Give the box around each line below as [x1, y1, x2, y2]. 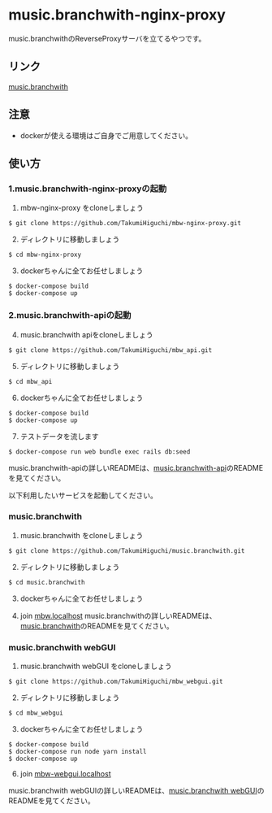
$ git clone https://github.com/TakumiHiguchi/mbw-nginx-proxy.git [8, 220, 242, 228]
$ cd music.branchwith [8, 578, 85, 586]
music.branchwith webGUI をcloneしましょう [19, 661, 172, 672]
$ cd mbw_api [8, 377, 53, 385]
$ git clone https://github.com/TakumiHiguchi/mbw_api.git [8, 346, 213, 354]
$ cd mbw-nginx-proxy [8, 250, 82, 259]
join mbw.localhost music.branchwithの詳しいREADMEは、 [19, 611, 217, 620]
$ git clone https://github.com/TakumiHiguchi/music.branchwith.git [8, 546, 245, 554]
